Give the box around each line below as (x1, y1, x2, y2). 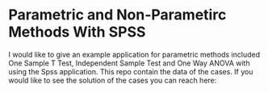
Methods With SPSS (8, 23, 146, 41)
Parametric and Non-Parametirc (8, 6, 227, 24)
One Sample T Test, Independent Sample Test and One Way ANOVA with (8, 58, 250, 68)
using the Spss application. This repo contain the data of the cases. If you (8, 66, 253, 76)
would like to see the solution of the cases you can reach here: (8, 75, 217, 85)
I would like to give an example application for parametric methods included (8, 49, 261, 59)
